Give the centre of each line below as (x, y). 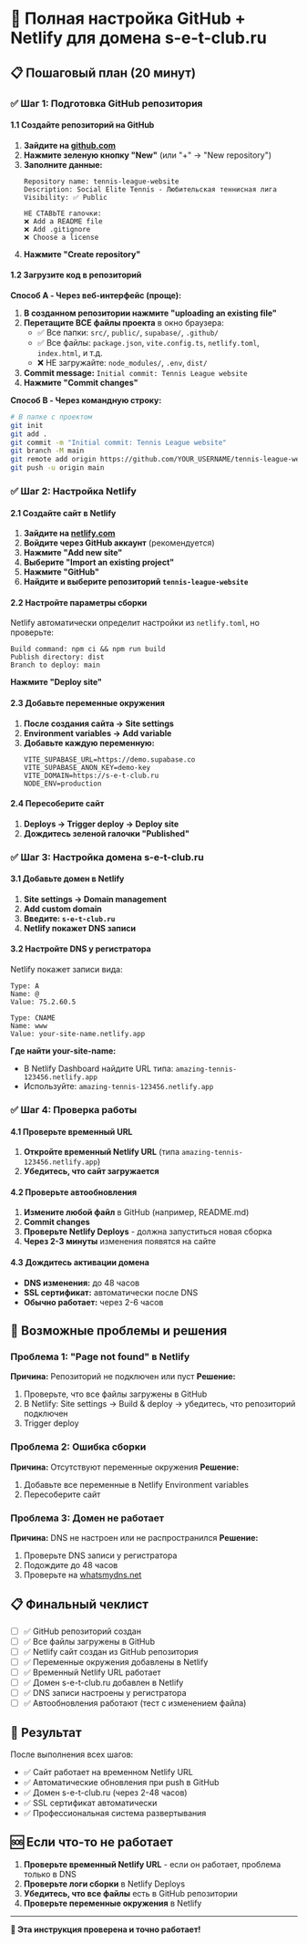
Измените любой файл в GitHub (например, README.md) (136, 1212)
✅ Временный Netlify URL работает (92, 1672)
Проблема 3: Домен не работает (87, 1518)
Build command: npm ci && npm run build (88, 650)
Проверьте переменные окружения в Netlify (113, 1903)
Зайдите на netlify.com (69, 534)
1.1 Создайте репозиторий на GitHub (82, 125)
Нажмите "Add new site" (73, 553)
